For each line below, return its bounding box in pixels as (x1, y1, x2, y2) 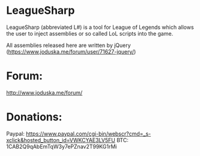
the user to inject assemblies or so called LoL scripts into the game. (6, 30, 174, 37)
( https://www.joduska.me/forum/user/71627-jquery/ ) (6, 48, 136, 55)
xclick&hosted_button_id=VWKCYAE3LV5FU (6, 136, 115, 143)
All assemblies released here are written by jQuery (6, 42, 131, 49)
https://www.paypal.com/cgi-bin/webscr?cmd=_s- (26, 130, 151, 137)
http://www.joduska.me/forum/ (6, 89, 83, 96)
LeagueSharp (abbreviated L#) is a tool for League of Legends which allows (6, 23, 194, 31)
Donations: (6, 110, 62, 124)
